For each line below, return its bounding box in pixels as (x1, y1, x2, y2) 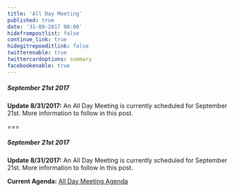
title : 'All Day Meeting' (7, 10, 82, 17)
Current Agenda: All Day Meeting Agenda (7, 177, 129, 185)
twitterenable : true (7, 50, 68, 57)
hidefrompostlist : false (7, 29, 80, 37)
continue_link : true (7, 36, 68, 43)
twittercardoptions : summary (7, 56, 92, 63)
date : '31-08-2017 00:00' (7, 23, 82, 30)
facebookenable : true (7, 62, 71, 69)
